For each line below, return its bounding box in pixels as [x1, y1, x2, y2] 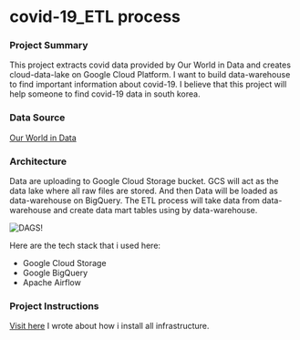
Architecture [9, 155, 67, 168]
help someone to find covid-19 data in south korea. [9, 88, 201, 99]
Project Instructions [9, 300, 99, 312]
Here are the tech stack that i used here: [9, 240, 161, 252]
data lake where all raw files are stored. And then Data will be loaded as [9, 185, 278, 197]
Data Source [9, 111, 66, 124]
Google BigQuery [22, 267, 88, 279]
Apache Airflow [22, 277, 82, 288]
